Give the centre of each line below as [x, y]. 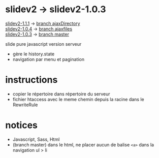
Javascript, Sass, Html [36, 139]
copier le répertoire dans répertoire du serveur [61, 94]
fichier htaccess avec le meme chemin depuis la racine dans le [78, 99]
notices [22, 125]
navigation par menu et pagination [49, 59]
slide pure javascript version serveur [43, 44]
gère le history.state [34, 54]
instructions [31, 80]
